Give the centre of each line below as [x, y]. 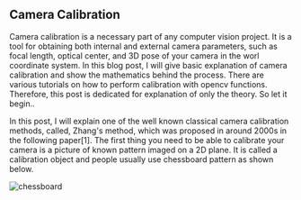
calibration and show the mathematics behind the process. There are [137, 75]
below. [22, 168]
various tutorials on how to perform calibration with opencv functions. [138, 84]
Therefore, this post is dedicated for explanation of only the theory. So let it [148, 94]
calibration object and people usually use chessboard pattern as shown [142, 159]
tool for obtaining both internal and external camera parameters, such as [144, 46]
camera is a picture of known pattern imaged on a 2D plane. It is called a [144, 150]
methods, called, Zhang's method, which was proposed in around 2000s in [148, 131]
